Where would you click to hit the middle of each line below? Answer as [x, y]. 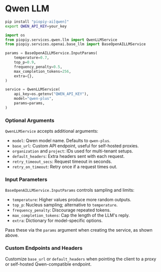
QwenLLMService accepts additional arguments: [52, 131]
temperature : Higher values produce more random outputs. [72, 200]
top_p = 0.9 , [25, 62]
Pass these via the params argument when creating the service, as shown [79, 230]
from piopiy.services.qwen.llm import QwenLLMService [61, 40]
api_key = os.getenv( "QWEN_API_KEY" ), [52, 94]
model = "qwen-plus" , [34, 99]
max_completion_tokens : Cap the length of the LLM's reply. [71, 215]
